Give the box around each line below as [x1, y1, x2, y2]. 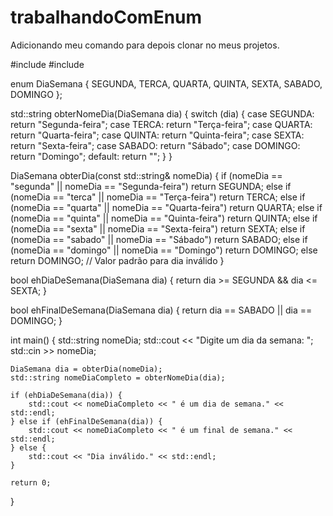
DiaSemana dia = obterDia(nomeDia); [10, 364, 163, 374]
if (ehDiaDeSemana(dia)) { [10, 390, 123, 400]
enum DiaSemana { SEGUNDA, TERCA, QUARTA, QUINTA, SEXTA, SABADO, [10, 77, 323, 90]
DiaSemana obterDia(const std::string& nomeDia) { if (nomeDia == [10, 169, 283, 181]
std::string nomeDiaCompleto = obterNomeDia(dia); [10, 372, 226, 383]
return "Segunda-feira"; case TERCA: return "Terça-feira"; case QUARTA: [10, 118, 313, 130]
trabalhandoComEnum [10, 6, 203, 29]
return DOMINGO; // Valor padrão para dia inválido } [10, 254, 225, 266]
